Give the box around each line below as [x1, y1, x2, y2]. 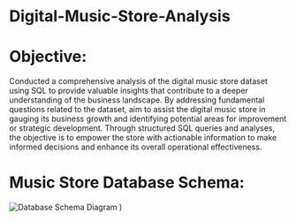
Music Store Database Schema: [9, 172, 245, 193]
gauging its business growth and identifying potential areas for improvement [9, 113, 287, 125]
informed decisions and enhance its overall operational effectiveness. [9, 141, 262, 152]
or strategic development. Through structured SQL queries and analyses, [9, 123, 276, 133]
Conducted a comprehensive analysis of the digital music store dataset [9, 76, 268, 87]
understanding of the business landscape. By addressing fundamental [9, 95, 265, 105]
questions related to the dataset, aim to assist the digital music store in [9, 104, 266, 115]
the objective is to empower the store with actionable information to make [9, 133, 277, 143]
